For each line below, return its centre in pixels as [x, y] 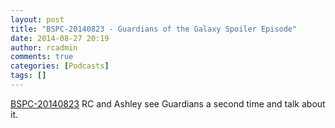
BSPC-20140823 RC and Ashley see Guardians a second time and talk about [168, 103]
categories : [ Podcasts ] [60, 66]
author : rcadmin [44, 47]
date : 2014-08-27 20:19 [60, 38]
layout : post [37, 19]
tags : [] [28, 76]
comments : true [42, 57]
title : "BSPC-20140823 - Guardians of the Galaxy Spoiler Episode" [154, 29]
